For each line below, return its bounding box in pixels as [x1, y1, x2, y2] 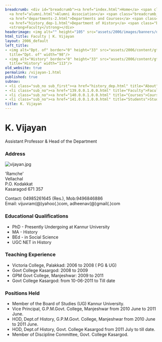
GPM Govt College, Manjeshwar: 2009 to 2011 [12, 272, 104, 278]
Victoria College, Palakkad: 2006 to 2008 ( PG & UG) [12, 262, 117, 268]
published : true [5, 74, 38, 79]
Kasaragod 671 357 [5, 186, 43, 192]
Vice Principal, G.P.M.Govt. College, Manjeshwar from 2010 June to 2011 [12, 306, 156, 312]
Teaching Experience [5, 251, 56, 258]
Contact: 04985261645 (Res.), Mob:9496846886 [5, 195, 103, 201]
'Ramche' [5, 171, 24, 177]
